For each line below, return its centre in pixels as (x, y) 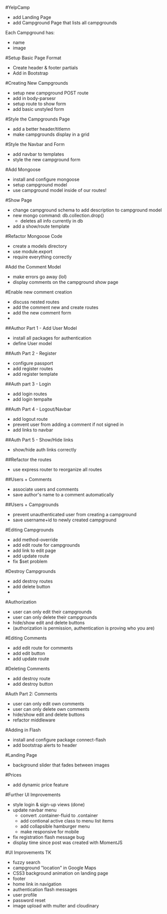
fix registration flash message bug (49, 837)
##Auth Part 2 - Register (31, 353)
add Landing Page (32, 17)
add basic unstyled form (38, 109)
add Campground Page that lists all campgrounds (65, 23)
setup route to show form (39, 104)
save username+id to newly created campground (64, 520)
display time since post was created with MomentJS (67, 843)
